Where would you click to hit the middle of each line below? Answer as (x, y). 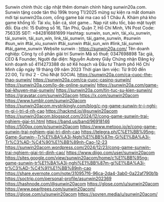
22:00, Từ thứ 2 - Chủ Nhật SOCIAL (41, 75)
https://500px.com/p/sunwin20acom (42, 126)
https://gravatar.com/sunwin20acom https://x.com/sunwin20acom (72, 95)
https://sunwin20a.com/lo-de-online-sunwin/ (51, 85)
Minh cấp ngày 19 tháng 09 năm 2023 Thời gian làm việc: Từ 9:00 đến (76, 69)
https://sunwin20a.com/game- (128, 85)
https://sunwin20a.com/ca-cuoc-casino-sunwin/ (82, 80)
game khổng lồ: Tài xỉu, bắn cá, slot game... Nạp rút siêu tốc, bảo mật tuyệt (81, 22)
